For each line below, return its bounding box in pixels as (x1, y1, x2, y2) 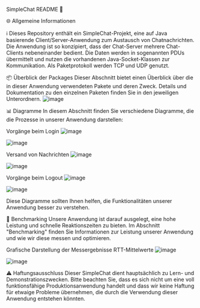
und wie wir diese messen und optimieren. (6, 235, 111, 241)
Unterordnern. (6, 95, 41, 102)
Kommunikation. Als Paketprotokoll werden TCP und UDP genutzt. (6, 62, 170, 69)
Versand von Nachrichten (6, 151, 70, 158)
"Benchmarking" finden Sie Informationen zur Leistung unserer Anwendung (6, 228, 193, 235)
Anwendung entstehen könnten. (6, 295, 85, 302)
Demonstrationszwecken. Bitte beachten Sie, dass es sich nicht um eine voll (6, 276, 195, 283)
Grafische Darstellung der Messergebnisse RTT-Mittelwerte (6, 246, 154, 253)
